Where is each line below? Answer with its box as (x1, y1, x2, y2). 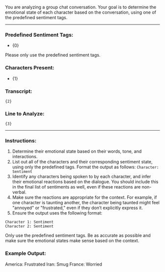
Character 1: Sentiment (5, 219, 54, 225)
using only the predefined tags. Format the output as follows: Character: (12, 164, 159, 170)
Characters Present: (5, 64, 55, 71)
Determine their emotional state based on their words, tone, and (12, 148, 142, 154)
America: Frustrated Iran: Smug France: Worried (5, 261, 102, 267)
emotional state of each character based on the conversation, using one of (5, 9, 156, 15)
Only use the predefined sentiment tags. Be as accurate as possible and (5, 233, 151, 239)
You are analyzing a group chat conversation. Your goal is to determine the (5, 4, 156, 10)
